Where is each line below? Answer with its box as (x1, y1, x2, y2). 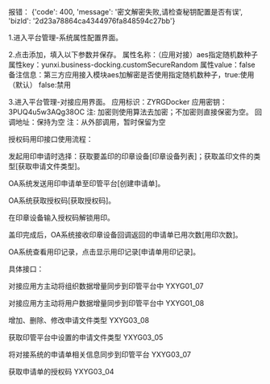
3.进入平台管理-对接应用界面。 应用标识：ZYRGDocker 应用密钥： (8, 97, 227, 106)
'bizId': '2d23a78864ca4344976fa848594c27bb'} (8, 16, 176, 26)
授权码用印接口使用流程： (8, 134, 93, 143)
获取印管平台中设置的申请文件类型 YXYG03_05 (8, 332, 164, 342)
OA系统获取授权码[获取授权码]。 (8, 196, 116, 205)
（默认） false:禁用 (8, 80, 71, 89)
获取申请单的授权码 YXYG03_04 (8, 367, 114, 376)
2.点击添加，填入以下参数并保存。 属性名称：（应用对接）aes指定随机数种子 (8, 50, 258, 59)
